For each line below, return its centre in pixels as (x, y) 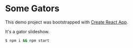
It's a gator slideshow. (27, 31)
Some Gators (32, 9)
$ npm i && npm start (27, 40)
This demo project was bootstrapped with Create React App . (66, 22)
